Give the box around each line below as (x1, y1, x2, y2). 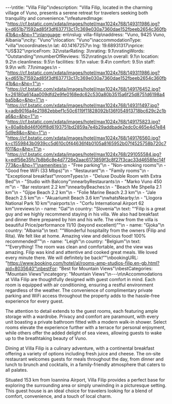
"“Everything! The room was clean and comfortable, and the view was (5, 244, 153, 250)
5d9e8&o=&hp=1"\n (5, 130, 47, 135)
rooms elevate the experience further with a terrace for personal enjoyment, (5, 325, 166, 330)
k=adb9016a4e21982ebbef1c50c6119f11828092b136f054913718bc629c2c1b (5, 108, 166, 114)
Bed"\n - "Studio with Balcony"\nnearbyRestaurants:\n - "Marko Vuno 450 (5, 179, 162, 184)
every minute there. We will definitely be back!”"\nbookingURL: (5, 254, 139, 261)
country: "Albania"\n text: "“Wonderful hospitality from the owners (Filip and (5, 227, 166, 233)
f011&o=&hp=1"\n (5, 146, 42, 152)
